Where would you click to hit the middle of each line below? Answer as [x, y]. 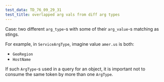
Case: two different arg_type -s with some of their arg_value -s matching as [82, 29]
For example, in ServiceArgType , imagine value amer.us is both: [70, 44]
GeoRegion [23, 54]
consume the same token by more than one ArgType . [59, 74]
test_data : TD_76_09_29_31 [33, 10]
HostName [22, 59]
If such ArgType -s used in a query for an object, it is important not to [75, 69]
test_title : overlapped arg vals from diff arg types [63, 15]
